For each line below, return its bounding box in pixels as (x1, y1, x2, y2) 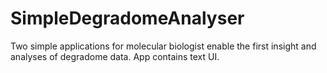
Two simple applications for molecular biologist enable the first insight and (10, 40, 317, 52)
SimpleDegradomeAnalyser (10, 7, 245, 30)
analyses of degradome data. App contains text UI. (10, 50, 220, 62)
